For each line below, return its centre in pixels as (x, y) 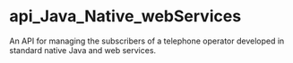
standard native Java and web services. (83, 50)
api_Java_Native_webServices (125, 16)
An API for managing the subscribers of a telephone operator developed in (147, 41)
